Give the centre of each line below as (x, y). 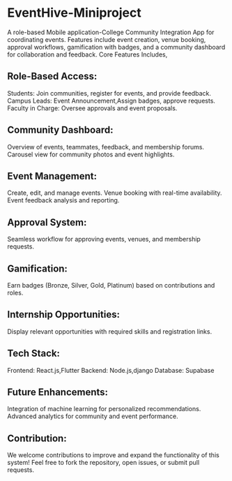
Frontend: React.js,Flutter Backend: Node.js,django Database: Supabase (111, 370)
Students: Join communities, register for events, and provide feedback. (109, 93)
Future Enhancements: (58, 392)
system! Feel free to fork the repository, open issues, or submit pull (103, 463)
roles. (15, 293)
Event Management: (52, 176)
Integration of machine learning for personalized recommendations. (104, 409)
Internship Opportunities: (64, 314)
